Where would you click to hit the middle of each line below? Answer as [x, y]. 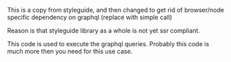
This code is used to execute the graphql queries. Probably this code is [108, 44]
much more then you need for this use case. [70, 51]
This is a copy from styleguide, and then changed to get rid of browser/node [115, 10]
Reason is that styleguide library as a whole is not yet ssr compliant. [103, 31]
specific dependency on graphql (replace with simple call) [90, 17]
